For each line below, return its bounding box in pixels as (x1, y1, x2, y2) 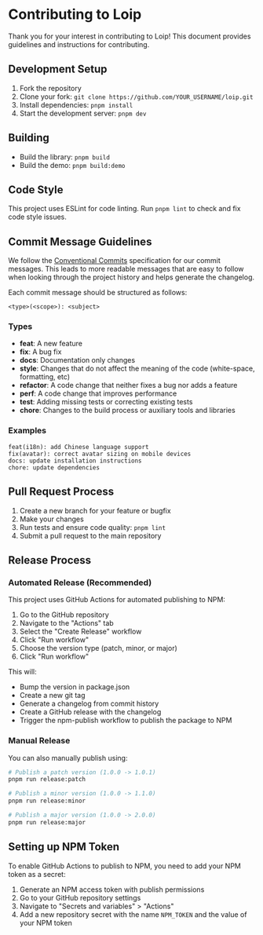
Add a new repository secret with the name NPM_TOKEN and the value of (19, 909, 247, 919)
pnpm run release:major (8, 818, 86, 826)
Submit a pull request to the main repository (19, 531, 162, 540)
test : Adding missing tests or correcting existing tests (19, 397, 193, 407)
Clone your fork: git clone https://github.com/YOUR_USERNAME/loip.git (19, 92, 254, 101)
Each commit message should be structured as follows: (8, 288, 188, 298)
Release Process (8, 553, 92, 567)
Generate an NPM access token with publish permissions (19, 885, 205, 894)
